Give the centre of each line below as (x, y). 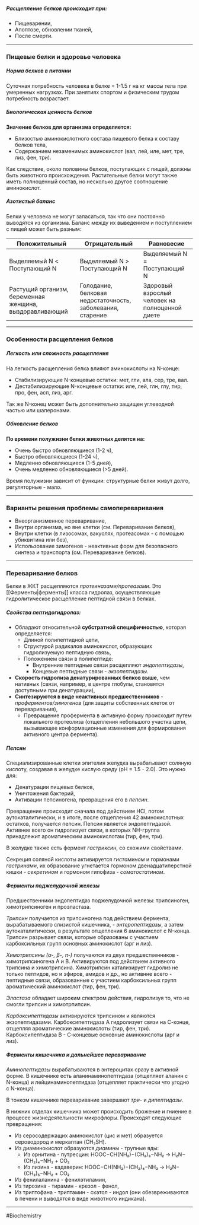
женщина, (23, 304)
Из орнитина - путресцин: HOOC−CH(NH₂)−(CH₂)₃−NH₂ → (97, 1154)
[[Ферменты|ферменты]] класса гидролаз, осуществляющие (84, 593)
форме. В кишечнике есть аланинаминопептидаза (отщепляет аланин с (97, 1076)
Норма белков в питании (39, 71)
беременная (27, 297)
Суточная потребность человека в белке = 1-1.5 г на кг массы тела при (97, 85)
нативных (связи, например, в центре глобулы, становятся (89, 684)
